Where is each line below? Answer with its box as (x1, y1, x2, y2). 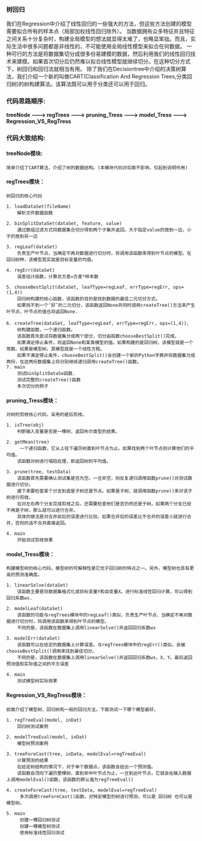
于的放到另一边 (6, 233, 38, 239)
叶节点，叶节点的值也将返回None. (6, 309, 78, 315)
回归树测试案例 (17, 723, 49, 729)
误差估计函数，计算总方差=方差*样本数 (17, 273, 99, 280)
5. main (6, 810, 26, 816)
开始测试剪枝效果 (17, 537, 53, 543)
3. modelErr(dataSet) (6, 635, 61, 641)
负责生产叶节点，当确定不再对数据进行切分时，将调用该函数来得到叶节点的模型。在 (17, 250, 192, 256)
